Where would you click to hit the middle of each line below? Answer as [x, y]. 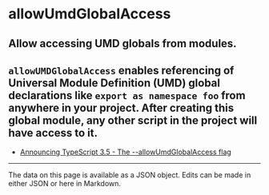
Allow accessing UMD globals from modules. [123, 44]
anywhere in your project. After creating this [121, 107]
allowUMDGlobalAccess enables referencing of [121, 70]
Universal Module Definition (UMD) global [114, 83]
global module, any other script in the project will [133, 120]
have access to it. [53, 133]
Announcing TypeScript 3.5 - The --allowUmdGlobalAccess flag [126, 152]
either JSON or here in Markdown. [65, 184]
